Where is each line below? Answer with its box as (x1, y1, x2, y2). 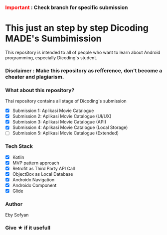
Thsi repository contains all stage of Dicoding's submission (5, 98, 127, 104)
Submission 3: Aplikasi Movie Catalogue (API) (12, 119, 106, 125)
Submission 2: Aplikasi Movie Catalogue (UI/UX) (12, 114, 112, 119)
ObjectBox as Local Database (12, 171, 73, 177)
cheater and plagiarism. (5, 73, 64, 80)
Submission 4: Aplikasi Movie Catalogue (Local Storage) (12, 124, 128, 130)
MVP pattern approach (12, 160, 60, 166)
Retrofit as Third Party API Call (12, 165, 75, 171)
